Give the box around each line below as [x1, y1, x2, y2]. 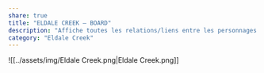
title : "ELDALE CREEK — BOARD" [8, 19, 112, 27]
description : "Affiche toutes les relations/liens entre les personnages [8, 26, 258, 34]
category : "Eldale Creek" [8, 33, 94, 42]
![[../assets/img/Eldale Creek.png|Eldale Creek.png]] [8, 56, 180, 65]
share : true [8, 11, 48, 20]
